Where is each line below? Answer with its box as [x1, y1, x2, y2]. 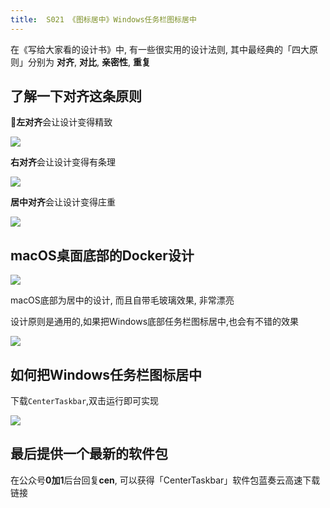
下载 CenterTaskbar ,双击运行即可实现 [10, 395, 160, 407]
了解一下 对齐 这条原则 [10, 88, 142, 105]
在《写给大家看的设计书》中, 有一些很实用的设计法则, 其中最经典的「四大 [10, 43, 310, 55]
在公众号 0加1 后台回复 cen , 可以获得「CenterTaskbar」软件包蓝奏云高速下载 [10, 474, 321, 486]
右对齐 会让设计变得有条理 [10, 156, 116, 168]
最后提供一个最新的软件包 [10, 446, 168, 463]
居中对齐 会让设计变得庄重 [10, 196, 116, 208]
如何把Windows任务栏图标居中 [10, 366, 202, 383]
